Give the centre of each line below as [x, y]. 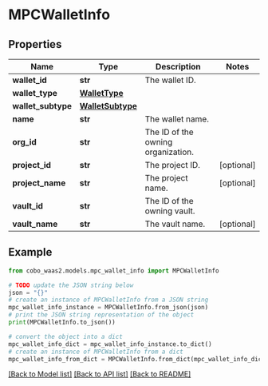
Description [178, 67]
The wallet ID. [171, 80]
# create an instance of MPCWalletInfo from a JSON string [108, 300]
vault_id [28, 206]
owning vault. [170, 211]
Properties [35, 44]
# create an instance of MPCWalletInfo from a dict [96, 352]
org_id [25, 142]
